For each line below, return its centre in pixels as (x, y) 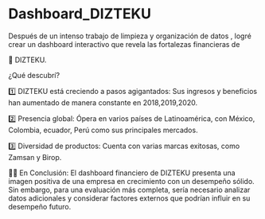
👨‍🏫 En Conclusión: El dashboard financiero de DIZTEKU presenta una (122, 173)
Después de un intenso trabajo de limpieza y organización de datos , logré (130, 36)
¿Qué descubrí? (34, 75)
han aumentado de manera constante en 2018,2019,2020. (103, 102)
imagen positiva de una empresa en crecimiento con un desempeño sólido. (131, 181)
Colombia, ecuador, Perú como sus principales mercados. (103, 130)
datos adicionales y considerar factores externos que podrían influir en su (129, 198)
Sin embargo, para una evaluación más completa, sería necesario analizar (129, 190)
